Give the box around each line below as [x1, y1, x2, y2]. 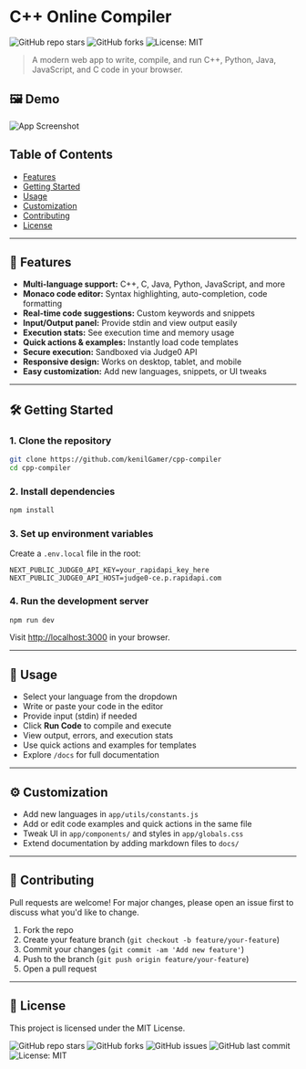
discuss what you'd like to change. [9, 907, 139, 917]
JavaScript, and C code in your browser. [31, 64, 184, 75]
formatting [22, 299, 62, 309]
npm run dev [9, 615, 55, 624]
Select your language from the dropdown [22, 691, 178, 702]
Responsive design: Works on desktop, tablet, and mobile [22, 356, 242, 367]
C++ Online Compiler [9, 6, 172, 27]
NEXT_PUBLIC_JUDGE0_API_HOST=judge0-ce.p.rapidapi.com [9, 573, 222, 583]
